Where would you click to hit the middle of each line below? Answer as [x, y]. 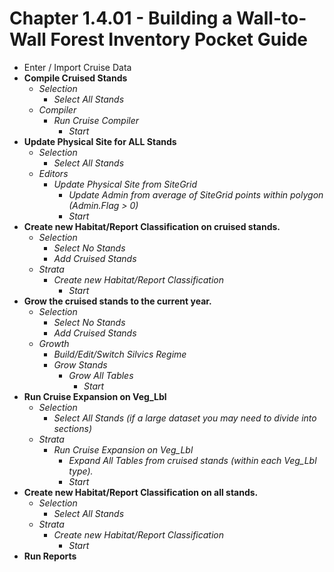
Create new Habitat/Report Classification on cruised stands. [152, 226]
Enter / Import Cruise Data [77, 67]
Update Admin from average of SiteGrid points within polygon [196, 194]
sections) [72, 428]
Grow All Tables [101, 375]
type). [81, 471]
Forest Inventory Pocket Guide [179, 39]
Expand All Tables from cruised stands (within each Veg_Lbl [192, 460]
